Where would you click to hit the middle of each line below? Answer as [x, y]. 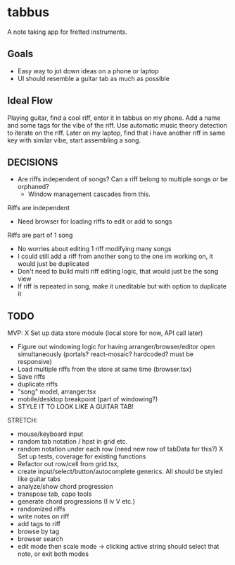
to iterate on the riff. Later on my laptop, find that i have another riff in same [116, 133]
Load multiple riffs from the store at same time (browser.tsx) [104, 369]
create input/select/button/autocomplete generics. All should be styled [120, 472]
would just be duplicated [53, 264]
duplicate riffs [38, 384]
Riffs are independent [39, 208]
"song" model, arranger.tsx [57, 391]
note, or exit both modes [53, 554]
